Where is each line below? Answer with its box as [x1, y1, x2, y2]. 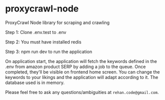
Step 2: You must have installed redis [5, 38, 81, 45]
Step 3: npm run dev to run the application [5, 48, 92, 54]
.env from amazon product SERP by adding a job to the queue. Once [5, 63, 146, 69]
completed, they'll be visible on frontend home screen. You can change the [5, 68, 160, 75]
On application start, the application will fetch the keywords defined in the [5, 58, 157, 64]
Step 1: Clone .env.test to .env [5, 29, 66, 35]
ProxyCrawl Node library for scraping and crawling [5, 19, 110, 25]
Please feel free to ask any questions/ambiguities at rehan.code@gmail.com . [5, 89, 159, 95]
